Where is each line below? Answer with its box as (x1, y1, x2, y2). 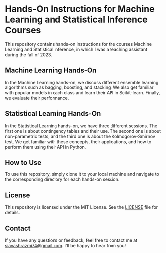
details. (5, 210, 20, 216)
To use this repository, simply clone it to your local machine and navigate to (5, 171, 160, 177)
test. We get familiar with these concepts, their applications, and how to (5, 138, 152, 145)
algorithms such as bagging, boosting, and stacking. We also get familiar (5, 84, 154, 90)
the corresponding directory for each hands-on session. (5, 176, 120, 182)
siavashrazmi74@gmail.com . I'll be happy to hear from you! (5, 243, 126, 248)
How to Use (5, 158, 42, 167)
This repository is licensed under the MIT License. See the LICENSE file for (5, 204, 158, 210)
